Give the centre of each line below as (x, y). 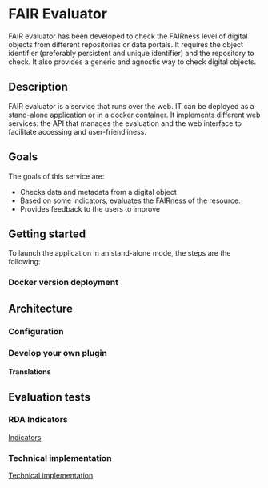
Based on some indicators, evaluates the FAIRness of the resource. (130, 200)
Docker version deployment (63, 283)
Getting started (47, 234)
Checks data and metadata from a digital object (98, 192)
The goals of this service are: (56, 176)
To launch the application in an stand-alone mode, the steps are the (120, 253)
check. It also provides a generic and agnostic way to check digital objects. (132, 62)
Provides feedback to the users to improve (90, 208)
